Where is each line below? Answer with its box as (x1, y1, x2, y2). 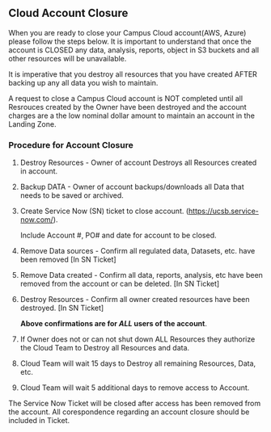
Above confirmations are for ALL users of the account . (19, 319, 208, 329)
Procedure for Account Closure (8, 139, 133, 150)
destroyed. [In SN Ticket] (19, 303, 104, 313)
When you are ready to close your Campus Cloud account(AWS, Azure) (8, 27, 247, 37)
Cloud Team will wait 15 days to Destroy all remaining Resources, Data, (19, 359, 256, 368)
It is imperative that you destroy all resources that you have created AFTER (8, 69, 257, 79)
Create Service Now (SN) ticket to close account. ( (19, 206, 189, 216)
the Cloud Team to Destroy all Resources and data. (19, 343, 190, 353)
